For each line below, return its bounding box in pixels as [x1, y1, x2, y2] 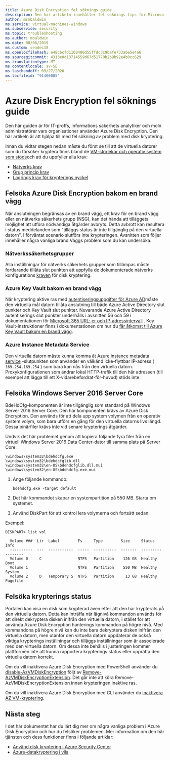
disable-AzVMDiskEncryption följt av [5, 669, 82, 675]
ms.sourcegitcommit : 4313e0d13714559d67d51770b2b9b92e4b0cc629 [5, 54, 142, 60]
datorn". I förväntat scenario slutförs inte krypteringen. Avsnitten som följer [5, 232, 161, 238]
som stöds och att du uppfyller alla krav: [5, 154, 88, 160]
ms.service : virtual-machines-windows [5, 21, 87, 27]
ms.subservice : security [5, 26, 58, 31]
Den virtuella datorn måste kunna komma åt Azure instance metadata [5, 353, 150, 359]
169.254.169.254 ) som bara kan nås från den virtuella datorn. [5, 363, 134, 369]
